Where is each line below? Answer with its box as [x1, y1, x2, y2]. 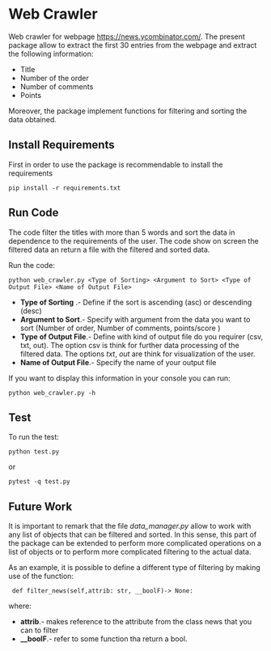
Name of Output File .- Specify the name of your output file [19, 357, 217, 367]
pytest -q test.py [8, 478, 70, 486]
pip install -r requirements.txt [8, 184, 121, 192]
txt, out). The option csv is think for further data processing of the [19, 340, 240, 350]
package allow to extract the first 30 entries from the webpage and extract [8, 40, 257, 49]
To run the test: [8, 432, 59, 442]
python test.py [8, 448, 60, 456]
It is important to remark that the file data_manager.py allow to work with [8, 521, 252, 531]
